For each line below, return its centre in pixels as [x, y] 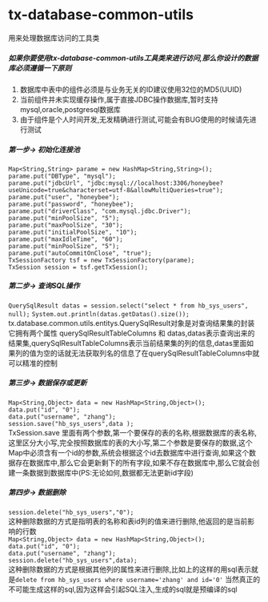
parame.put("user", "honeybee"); [64, 197]
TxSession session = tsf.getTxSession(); [78, 267]
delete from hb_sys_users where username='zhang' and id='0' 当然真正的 [138, 579]
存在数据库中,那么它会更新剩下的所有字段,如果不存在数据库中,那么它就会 [134, 463]
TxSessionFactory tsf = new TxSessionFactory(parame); [102, 260]
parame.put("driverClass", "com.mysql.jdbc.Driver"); [100, 211]
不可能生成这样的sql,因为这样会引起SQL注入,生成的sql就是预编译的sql [123, 589]
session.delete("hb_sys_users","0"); [71, 512]
